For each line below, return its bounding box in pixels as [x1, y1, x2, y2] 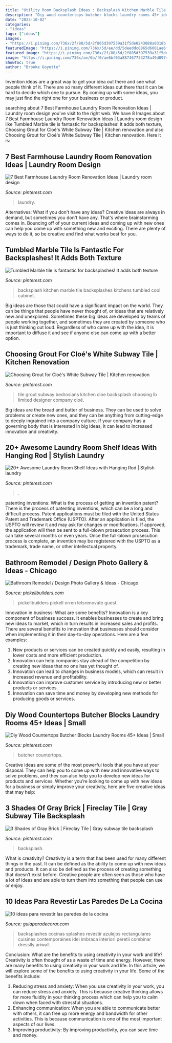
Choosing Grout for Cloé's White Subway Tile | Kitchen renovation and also [5, 126, 164, 133]
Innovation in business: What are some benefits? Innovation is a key [5, 610, 148, 616]
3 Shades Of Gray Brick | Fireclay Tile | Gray [5, 804, 147, 813]
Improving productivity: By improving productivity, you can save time [12, 1027, 158, 1033]
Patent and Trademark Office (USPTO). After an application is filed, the [5, 516, 155, 523]
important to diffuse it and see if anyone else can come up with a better [5, 330, 156, 336]
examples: [5, 637, 27, 643]
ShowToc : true [5, 60, 36, 65]
